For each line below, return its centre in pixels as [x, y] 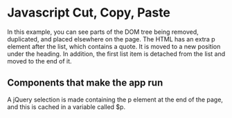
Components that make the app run [85, 83]
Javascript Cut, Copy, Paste [89, 13]
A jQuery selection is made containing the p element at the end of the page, [115, 99]
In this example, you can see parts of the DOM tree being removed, [103, 32]
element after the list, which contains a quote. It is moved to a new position [114, 46]
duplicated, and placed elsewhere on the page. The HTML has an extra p [111, 39]
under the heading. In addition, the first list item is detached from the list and [116, 54]
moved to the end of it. [39, 61]
